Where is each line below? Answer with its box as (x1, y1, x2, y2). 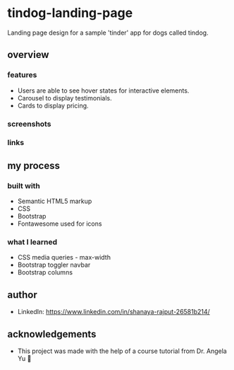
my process (7, 159, 60, 171)
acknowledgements (7, 328, 97, 340)
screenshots (7, 119, 51, 129)
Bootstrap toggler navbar (17, 260, 91, 270)
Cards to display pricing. (17, 101, 90, 110)
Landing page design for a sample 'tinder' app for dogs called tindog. (7, 28, 209, 37)
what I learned (7, 237, 58, 247)
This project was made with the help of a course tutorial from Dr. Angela (17, 347, 227, 355)
